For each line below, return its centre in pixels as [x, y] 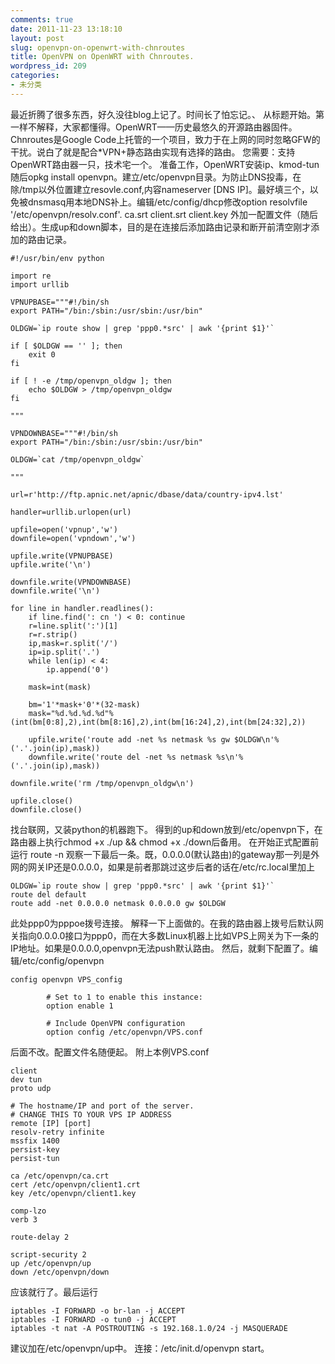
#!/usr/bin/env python [57, 258]
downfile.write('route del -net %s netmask [120, 757]
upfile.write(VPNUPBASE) [62, 556]
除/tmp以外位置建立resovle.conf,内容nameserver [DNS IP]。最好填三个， [160, 189]
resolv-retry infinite [57, 1132]
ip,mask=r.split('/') [73, 643]
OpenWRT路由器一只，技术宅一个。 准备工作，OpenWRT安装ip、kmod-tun [165, 164]
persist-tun [35, 1158]
